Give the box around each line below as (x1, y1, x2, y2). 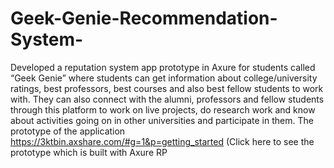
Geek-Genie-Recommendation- (10, 7, 278, 30)
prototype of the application (10, 125, 126, 137)
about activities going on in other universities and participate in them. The (10, 114, 314, 126)
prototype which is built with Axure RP (10, 146, 168, 158)
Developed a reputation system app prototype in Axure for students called (10, 61, 316, 73)
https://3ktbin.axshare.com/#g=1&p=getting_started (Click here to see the (10, 135, 315, 147)
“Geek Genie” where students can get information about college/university (10, 72, 318, 84)
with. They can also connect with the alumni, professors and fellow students (10, 93, 325, 105)
